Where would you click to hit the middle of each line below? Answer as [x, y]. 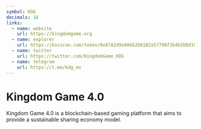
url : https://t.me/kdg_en [49, 67]
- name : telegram [33, 62]
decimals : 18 [22, 17]
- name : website [32, 28]
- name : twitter [32, 51]
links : [14, 23]
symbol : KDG [21, 12]
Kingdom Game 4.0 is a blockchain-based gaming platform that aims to [94, 113]
